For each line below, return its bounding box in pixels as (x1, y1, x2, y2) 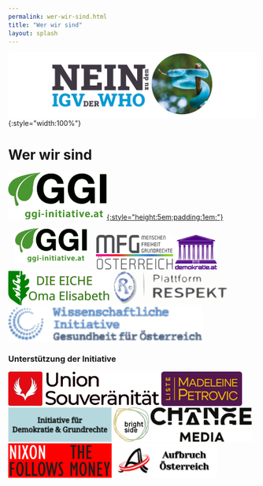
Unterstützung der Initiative (8, 353, 117, 364)
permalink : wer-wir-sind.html (8, 13, 108, 20)
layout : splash (8, 29, 58, 37)
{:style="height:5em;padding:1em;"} (106, 212, 224, 222)
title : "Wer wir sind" (8, 20, 83, 29)
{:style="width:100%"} (8, 118, 81, 127)
